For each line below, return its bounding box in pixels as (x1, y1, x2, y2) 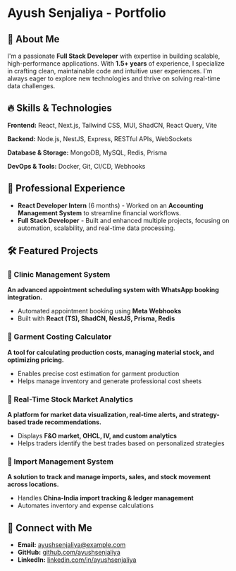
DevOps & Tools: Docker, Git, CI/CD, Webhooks (7, 162, 146, 170)
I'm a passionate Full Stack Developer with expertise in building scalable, (7, 52, 221, 60)
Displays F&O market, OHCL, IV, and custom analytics (17, 431, 178, 440)
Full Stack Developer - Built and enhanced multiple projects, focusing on (17, 216, 230, 224)
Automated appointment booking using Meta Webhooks (17, 307, 182, 315)
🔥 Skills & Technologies (7, 102, 113, 114)
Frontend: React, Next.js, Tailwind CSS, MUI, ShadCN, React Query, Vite (7, 121, 217, 129)
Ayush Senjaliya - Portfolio (7, 5, 167, 21)
